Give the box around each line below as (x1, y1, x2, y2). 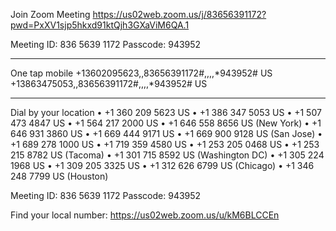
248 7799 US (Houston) (10, 170, 109, 182)
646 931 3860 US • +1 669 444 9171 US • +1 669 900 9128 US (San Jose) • (10, 128, 323, 139)
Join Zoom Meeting (10, 9, 91, 20)
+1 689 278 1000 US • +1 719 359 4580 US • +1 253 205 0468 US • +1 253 (10, 139, 320, 150)
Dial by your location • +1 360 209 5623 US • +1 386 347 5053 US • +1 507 (10, 107, 322, 118)
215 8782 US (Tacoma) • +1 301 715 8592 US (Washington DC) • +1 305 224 (10, 149, 325, 161)
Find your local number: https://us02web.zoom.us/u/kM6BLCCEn (10, 209, 280, 221)
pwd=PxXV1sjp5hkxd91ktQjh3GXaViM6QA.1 (10, 19, 190, 31)
